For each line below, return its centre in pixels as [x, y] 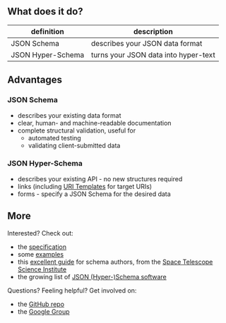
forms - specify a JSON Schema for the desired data [94, 194]
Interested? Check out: [41, 233]
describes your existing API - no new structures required [100, 178]
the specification [42, 247]
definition [48, 31]
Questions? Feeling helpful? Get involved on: [72, 290]
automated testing [54, 138]
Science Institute [42, 269]
